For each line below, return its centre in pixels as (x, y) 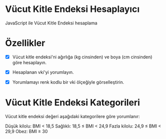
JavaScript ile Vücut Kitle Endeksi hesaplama (51, 23)
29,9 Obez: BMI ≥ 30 (27, 131)
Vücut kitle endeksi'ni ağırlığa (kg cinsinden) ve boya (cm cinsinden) (82, 57)
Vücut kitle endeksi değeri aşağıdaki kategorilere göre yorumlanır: (73, 116)
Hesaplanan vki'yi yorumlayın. (43, 72)
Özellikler (25, 43)
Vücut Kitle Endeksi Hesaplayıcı (73, 9)
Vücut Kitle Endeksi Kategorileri (73, 103)
